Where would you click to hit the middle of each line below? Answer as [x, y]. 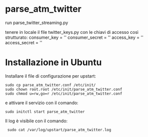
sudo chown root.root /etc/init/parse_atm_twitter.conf [64, 89]
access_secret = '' [24, 42]
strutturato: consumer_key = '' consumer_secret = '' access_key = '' [74, 37]
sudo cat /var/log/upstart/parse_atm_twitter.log [59, 130]
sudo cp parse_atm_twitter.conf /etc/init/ [51, 85]
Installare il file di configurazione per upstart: [51, 76]
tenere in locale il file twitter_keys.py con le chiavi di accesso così [72, 32]
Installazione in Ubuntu [54, 63]
